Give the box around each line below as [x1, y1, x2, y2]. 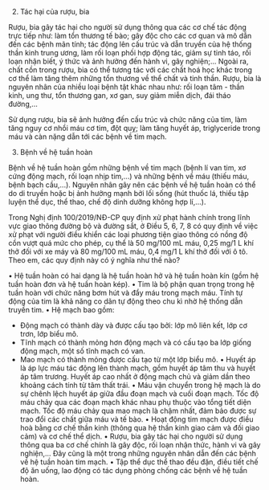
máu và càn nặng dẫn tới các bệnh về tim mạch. [8, 132, 167, 141]
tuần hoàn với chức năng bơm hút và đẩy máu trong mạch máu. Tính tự [8, 288, 243, 297]
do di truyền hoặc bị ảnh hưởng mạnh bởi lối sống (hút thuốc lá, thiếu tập [8, 189, 249, 198]
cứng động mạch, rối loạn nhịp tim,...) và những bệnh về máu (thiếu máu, [8, 172, 250, 181]
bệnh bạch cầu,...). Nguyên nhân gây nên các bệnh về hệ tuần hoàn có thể [8, 180, 256, 190]
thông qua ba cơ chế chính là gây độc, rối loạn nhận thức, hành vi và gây [19, 440, 261, 449]
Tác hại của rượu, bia [19, 7, 90, 16]
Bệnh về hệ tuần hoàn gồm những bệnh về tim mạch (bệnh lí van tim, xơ [8, 163, 247, 172]
